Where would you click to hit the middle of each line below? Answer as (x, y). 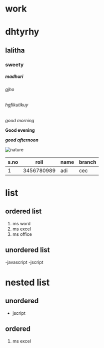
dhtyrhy (22, 32)
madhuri (14, 76)
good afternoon (22, 140)
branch (88, 162)
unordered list (27, 250)
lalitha (15, 50)
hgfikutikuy (17, 105)
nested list (27, 282)
